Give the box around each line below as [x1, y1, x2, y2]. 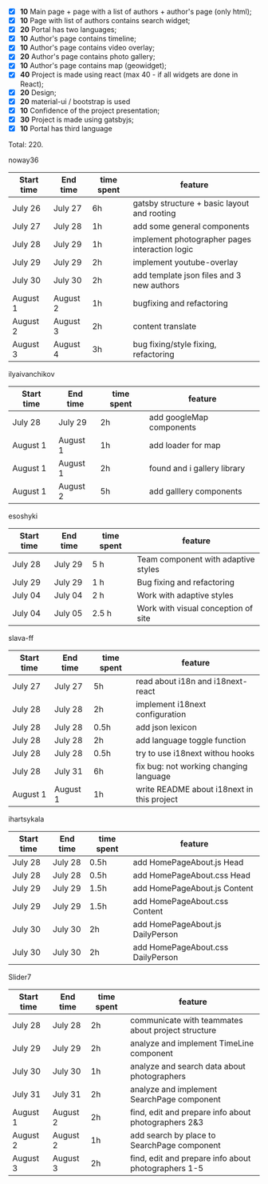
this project [135, 794, 178, 805]
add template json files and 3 [132, 270, 242, 281]
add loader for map [148, 439, 221, 450]
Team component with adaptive [136, 554, 255, 565]
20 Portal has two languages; [19, 25, 117, 34]
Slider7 [8, 972, 32, 982]
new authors [132, 279, 180, 290]
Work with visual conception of [136, 602, 254, 614]
